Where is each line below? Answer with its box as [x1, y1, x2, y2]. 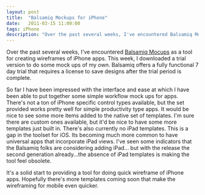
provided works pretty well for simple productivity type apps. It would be [6, 105, 189, 113]
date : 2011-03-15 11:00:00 [6, 20, 81, 26]
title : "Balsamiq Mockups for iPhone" [6, 15, 108, 21]
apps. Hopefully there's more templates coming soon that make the [6, 175, 176, 183]
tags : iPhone [6, 26, 40, 32]
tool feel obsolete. [6, 157, 52, 165]
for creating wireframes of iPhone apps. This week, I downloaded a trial [6, 55, 186, 62]
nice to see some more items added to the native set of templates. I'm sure [6, 112, 195, 119]
